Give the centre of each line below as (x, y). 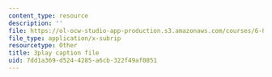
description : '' (36, 23)
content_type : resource (49, 16)
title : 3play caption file (54, 53)
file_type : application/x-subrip (65, 38)
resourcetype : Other (43, 46)
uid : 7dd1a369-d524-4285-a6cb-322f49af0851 (83, 61)
